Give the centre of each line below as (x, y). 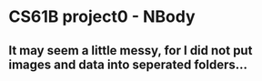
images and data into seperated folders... (128, 64)
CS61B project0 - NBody (102, 17)
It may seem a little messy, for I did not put (131, 51)
